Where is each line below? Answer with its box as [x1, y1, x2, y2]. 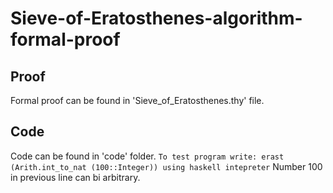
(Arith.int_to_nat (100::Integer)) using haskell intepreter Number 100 [10, 160, 323, 172]
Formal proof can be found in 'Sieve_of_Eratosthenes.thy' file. [10, 95, 265, 106]
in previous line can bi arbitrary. [10, 171, 141, 183]
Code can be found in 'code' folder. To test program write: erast [10, 150, 285, 162]
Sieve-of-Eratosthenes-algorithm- [10, 7, 303, 30]
